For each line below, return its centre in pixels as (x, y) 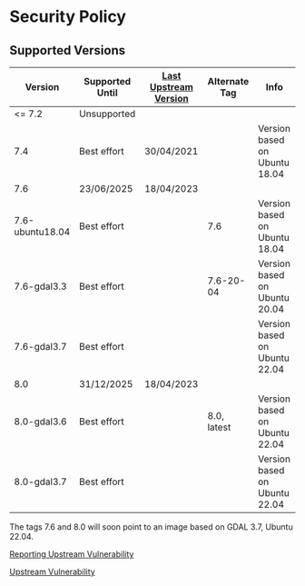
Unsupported (107, 114)
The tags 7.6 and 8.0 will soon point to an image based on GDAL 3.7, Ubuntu (151, 527)
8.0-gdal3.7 (40, 482)
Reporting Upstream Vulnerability (72, 554)
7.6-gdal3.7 (40, 347)
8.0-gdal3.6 (40, 422)
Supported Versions (67, 50)
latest (219, 427)
